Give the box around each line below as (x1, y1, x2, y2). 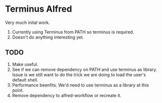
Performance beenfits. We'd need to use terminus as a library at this (12, 82, 149, 88)
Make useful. (12, 61, 38, 67)
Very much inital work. (5, 20, 50, 25)
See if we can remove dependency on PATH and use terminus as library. (12, 66, 157, 72)
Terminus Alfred (5, 3, 72, 15)
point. (12, 87, 24, 93)
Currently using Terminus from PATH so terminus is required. (12, 29, 134, 35)
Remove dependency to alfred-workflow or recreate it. (12, 92, 122, 98)
